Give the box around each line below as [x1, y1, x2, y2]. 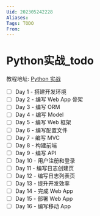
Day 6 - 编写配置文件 [15, 126, 68, 134]
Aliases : [6, 15, 29, 21]
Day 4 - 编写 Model [15, 111, 64, 119]
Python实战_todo [6, 54, 95, 68]
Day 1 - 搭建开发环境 [15, 88, 67, 96]
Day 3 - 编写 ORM [15, 103, 60, 111]
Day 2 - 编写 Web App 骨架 [15, 96, 84, 103]
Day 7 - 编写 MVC [15, 134, 60, 141]
